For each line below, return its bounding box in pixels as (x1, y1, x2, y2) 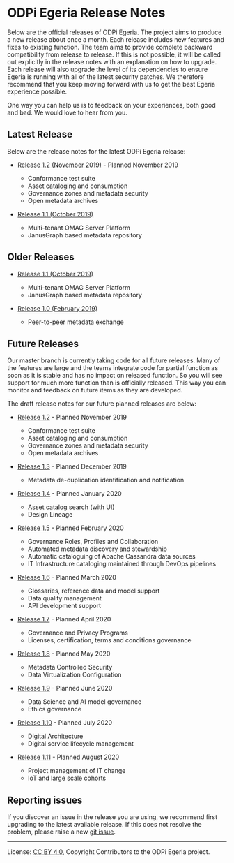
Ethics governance (27, 705, 82, 714)
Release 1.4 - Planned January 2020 (17, 489, 122, 498)
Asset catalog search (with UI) (27, 503, 115, 511)
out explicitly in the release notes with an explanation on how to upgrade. (7, 57, 217, 66)
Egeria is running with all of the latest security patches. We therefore (7, 72, 204, 81)
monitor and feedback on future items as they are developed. (7, 386, 183, 394)
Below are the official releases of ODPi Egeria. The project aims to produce (7, 28, 222, 36)
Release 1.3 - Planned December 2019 (17, 462, 127, 471)
